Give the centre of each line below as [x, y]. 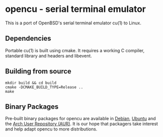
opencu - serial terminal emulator [76, 9]
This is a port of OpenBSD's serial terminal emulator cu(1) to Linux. [73, 23]
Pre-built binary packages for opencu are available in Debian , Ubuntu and [81, 119]
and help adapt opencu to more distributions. [51, 129]
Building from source [38, 71]
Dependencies [28, 38]
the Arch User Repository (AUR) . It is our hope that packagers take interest [81, 124]
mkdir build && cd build [31, 83]
